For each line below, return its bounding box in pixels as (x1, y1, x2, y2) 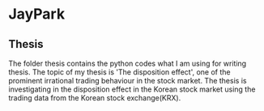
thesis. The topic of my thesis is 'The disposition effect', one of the (8, 67, 231, 77)
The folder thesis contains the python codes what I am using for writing (8, 58, 247, 68)
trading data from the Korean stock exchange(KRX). (8, 93, 181, 102)
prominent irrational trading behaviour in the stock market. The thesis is (8, 76, 247, 85)
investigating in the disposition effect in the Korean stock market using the (8, 84, 256, 94)
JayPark (8, 5, 66, 23)
